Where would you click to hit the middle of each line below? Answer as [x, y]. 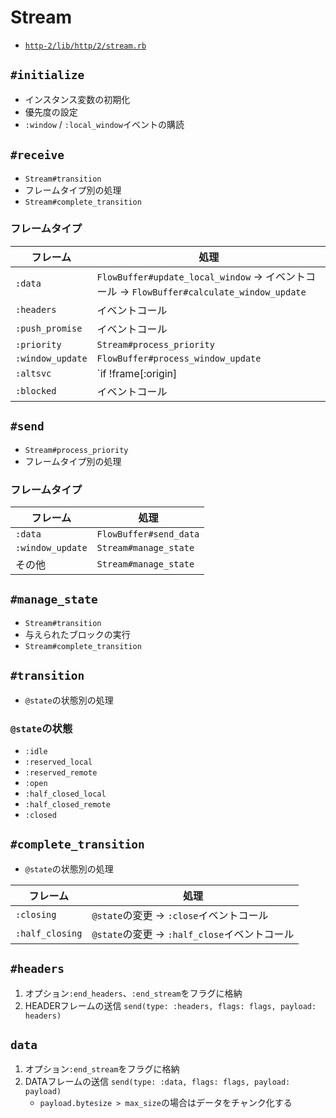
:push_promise [49, 328]
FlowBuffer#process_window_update [179, 358]
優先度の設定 [51, 112]
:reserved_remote [61, 772]
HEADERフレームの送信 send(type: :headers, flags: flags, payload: [170, 1005]
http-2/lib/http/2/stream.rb [85, 46]
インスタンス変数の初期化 [77, 99]
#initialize [47, 75]
